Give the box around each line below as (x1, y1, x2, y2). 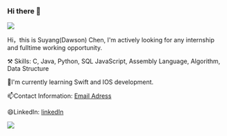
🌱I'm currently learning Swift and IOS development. (7, 78, 154, 86)
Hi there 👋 (7, 6, 42, 16)
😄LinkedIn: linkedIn (7, 108, 64, 117)
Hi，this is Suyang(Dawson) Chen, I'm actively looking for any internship (7, 36, 215, 44)
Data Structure (7, 65, 49, 73)
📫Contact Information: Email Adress (7, 92, 112, 100)
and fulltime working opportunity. (7, 44, 103, 52)
